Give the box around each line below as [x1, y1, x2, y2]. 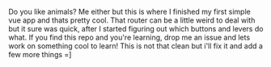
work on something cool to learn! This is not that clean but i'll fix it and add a [8, 41, 263, 51]
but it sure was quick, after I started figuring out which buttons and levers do [8, 24, 264, 33]
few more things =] [8, 50, 72, 59]
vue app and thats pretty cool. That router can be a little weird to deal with [8, 15, 256, 25]
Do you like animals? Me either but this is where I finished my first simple [8, 7, 251, 16]
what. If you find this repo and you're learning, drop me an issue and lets [8, 32, 251, 42]
